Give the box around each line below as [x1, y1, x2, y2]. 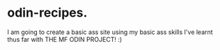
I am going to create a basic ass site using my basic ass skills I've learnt [7, 28, 214, 36]
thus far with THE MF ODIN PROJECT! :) [7, 35, 123, 43]
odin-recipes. [7, 5, 88, 21]
